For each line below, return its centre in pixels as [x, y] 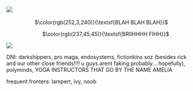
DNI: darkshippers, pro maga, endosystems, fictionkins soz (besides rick [96, 57]
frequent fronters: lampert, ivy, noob [51, 81]
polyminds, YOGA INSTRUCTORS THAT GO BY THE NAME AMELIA [90, 69]
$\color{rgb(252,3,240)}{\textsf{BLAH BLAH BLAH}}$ [101, 22]
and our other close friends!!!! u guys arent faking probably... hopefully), [96, 63]
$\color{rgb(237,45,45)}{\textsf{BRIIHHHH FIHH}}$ [106, 34]
